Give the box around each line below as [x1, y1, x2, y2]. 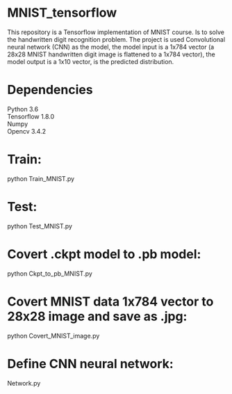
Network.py [7, 379, 41, 387]
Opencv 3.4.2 [7, 127, 47, 135]
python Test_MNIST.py [7, 221, 73, 230]
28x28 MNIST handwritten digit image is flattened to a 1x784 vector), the [7, 50, 215, 58]
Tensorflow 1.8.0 [7, 112, 55, 120]
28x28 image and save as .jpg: [7, 308, 188, 324]
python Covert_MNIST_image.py [7, 331, 100, 340]
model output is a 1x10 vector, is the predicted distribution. [7, 57, 174, 65]
